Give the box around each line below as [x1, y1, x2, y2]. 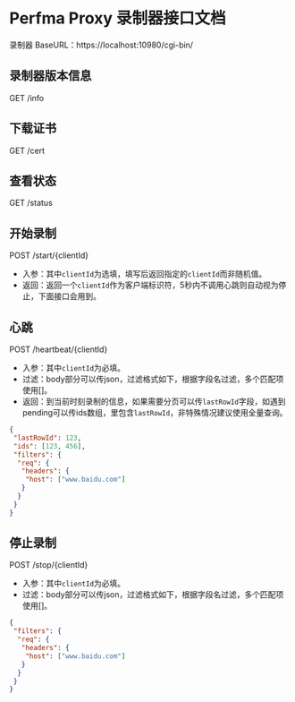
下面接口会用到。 [38, 291, 101, 302]
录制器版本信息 [9, 68, 92, 83]
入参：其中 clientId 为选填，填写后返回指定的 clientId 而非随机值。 [21, 269, 267, 279]
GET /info [9, 92, 45, 103]
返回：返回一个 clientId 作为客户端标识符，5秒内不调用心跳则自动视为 [21, 279, 279, 291]
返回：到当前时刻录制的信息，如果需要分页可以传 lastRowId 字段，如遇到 [21, 396, 286, 407]
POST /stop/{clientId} [9, 560, 88, 570]
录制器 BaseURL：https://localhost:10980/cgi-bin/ [9, 39, 194, 50]
